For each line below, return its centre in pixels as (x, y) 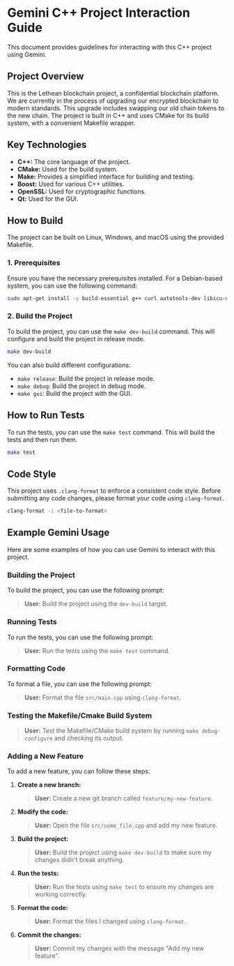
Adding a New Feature (46, 757)
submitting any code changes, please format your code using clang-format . (116, 498)
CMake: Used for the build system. (68, 169)
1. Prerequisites (34, 263)
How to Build (36, 220)
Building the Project (41, 575)
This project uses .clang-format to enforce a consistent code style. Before (114, 491)
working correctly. (61, 894)
